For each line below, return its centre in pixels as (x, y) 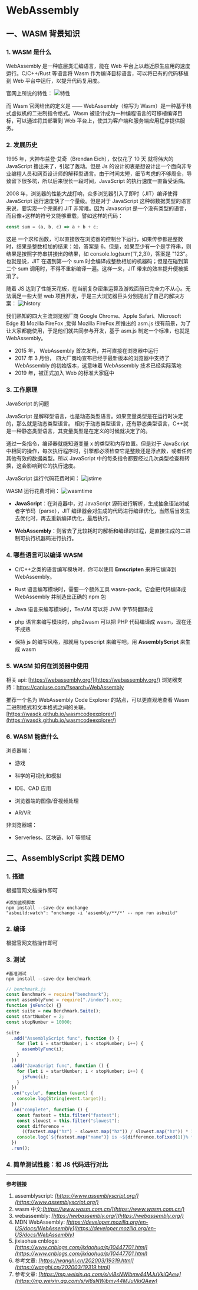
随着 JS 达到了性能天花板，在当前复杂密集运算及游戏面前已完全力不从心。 (96, 289)
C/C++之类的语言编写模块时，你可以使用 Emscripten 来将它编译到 (95, 569)
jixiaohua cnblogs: (37, 1241)
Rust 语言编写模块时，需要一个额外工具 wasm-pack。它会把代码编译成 (100, 589)
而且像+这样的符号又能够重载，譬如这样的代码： (65, 216)
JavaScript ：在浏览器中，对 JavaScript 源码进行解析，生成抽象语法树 (99, 504)
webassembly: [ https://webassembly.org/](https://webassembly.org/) (99, 1216)
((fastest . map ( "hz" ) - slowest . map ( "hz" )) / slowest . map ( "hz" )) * (105, 1132)
